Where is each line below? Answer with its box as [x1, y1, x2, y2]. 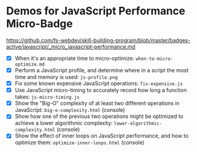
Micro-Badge [6, 17, 73, 31]
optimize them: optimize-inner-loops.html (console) [14, 139, 145, 146]
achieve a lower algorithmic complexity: [14, 120, 113, 127]
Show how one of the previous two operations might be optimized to [14, 113, 184, 120]
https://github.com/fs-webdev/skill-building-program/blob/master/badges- [6, 37, 191, 44]
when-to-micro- [135, 56, 174, 62]
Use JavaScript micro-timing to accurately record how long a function [14, 87, 187, 94]
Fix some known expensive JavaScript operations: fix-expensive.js [14, 80, 183, 87]
